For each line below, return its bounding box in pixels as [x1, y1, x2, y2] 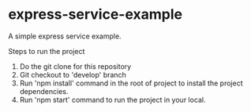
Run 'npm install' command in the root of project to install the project [19, 78, 243, 88]
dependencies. [19, 86, 69, 96]
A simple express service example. [8, 31, 122, 41]
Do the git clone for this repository [19, 61, 132, 71]
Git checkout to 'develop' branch [19, 70, 126, 79]
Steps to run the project [8, 46, 85, 56]
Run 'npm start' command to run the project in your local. [19, 95, 207, 104]
